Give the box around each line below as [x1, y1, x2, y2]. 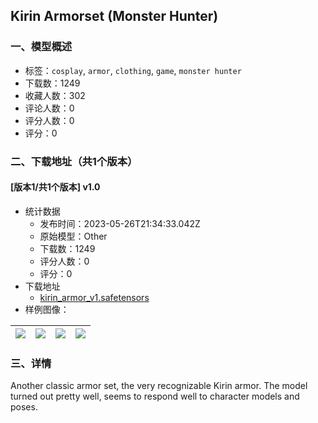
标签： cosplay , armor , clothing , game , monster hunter [24, 64, 242, 76]
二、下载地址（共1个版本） [10, 154, 138, 168]
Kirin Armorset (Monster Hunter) [10, 8, 219, 25]
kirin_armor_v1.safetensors [39, 291, 150, 303]
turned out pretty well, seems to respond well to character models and [10, 390, 300, 403]
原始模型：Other [39, 230, 108, 242]
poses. [10, 401, 38, 413]
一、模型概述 [10, 40, 73, 54]
